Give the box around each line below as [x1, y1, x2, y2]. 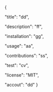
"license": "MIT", [4, 72, 39, 78]
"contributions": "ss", [4, 52, 48, 58]
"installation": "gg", [4, 33, 44, 39]
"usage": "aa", [4, 43, 34, 49]
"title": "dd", [4, 14, 29, 19]
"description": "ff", [4, 23, 43, 29]
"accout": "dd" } [4, 82, 38, 87]
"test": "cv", [4, 62, 29, 68]
